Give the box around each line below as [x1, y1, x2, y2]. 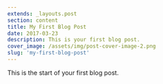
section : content [7, 17, 59, 24]
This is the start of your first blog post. [7, 68, 119, 77]
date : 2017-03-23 [7, 29, 59, 37]
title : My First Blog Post [7, 23, 87, 30]
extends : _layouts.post [7, 10, 78, 17]
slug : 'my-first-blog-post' [7, 50, 90, 57]
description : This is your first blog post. [7, 36, 140, 43]
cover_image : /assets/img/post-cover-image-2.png [7, 43, 157, 50]
